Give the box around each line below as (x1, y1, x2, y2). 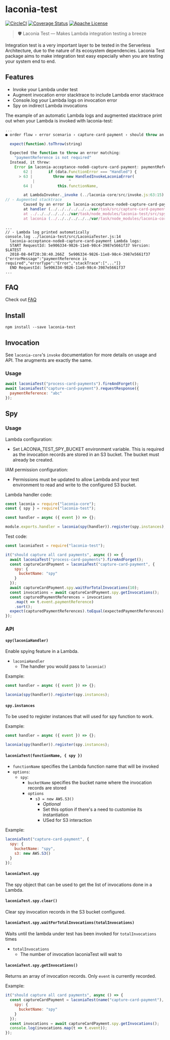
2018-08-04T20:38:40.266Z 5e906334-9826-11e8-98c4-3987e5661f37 (10, 252, 151, 257)
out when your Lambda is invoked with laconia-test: (5, 117, 113, 123)
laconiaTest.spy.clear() (5, 898, 58, 904)
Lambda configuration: (5, 436, 53, 442)
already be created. (12, 456, 54, 463)
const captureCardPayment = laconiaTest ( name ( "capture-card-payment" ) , (10, 997, 164, 1003)
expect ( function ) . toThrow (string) (10, 141, 82, 146)
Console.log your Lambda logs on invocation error (12, 97, 117, 103)
